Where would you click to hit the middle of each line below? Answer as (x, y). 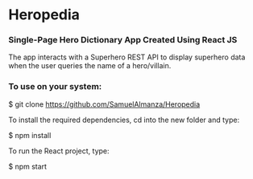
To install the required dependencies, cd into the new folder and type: (124, 120)
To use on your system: (55, 87)
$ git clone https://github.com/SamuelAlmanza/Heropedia (104, 104)
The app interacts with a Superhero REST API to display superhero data (127, 57)
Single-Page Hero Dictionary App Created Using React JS (123, 40)
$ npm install (30, 135)
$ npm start (27, 166)
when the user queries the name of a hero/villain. (90, 66)
